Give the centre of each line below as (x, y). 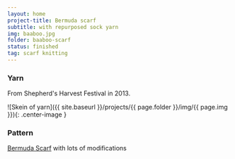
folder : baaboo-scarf (39, 40)
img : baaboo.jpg (31, 34)
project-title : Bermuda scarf (52, 20)
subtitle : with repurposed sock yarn (63, 27)
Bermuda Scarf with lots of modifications (67, 148)
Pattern (21, 133)
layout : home (27, 14)
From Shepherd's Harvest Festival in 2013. (69, 93)
